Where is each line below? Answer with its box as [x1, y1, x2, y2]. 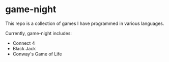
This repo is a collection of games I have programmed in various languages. [5, 20, 164, 26]
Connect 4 [12, 40, 35, 46]
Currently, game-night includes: [5, 30, 72, 36]
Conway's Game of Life [12, 51, 62, 57]
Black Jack [12, 45, 36, 51]
